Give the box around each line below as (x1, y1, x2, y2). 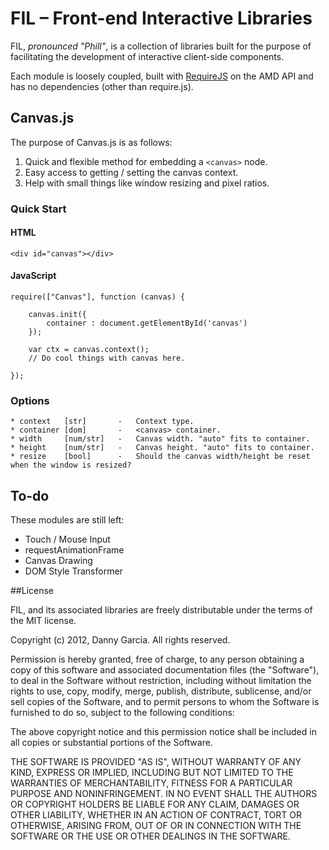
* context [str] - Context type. (10, 417, 195, 427)
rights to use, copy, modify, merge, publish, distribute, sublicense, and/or (10, 685, 312, 697)
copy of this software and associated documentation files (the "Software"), (10, 664, 320, 676)
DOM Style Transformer (24, 565, 123, 577)
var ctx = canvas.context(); (28, 345, 150, 355)
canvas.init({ (28, 310, 87, 320)
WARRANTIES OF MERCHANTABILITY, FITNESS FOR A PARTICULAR (10, 777, 293, 789)
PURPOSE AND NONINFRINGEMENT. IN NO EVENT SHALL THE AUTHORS (10, 788, 318, 800)
